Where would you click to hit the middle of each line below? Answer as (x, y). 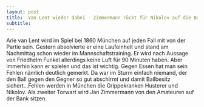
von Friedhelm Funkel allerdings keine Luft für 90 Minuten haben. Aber (94, 60)
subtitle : (19, 23)
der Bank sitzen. (27, 98)
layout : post (23, 12)
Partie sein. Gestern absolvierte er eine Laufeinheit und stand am (87, 47)
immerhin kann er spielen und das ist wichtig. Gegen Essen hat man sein (97, 66)
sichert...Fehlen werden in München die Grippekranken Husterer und (92, 86)
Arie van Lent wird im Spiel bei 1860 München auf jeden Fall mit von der (96, 41)
